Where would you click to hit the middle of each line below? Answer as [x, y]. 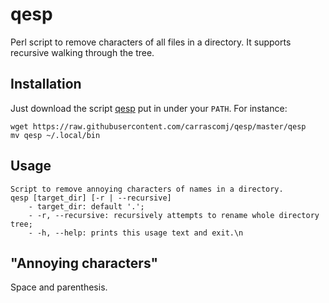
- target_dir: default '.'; [86, 206]
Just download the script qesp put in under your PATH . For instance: [149, 108]
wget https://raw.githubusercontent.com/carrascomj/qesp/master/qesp [158, 126]
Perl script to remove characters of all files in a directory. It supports [151, 42]
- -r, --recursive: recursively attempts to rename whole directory [174, 215]
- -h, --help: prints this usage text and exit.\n [136, 233]
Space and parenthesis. [59, 287]
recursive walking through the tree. [82, 52]
